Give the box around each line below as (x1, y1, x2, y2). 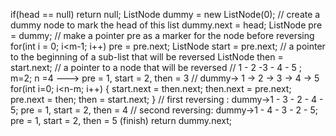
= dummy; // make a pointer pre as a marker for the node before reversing (10, 30, 315, 41)
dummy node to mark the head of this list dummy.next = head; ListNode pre (10, 19, 323, 31)
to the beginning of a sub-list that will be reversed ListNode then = (10, 51, 284, 63)
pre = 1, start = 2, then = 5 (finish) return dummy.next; (10, 115, 232, 126)
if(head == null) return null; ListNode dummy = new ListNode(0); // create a (10, 9, 321, 20)
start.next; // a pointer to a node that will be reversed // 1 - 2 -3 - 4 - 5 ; (10, 62, 303, 73)
